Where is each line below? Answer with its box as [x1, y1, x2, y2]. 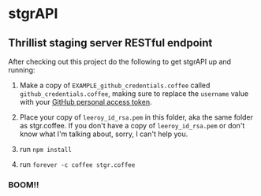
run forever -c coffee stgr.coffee [19, 160, 136, 169]
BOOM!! [8, 179, 39, 190]
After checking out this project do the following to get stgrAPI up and [8, 57, 231, 66]
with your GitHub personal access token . [19, 98, 152, 106]
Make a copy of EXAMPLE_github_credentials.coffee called [19, 80, 211, 90]
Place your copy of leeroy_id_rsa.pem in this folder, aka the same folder [19, 113, 254, 122]
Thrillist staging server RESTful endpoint [8, 36, 213, 50]
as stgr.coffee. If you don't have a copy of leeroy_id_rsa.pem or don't [19, 121, 245, 130]
